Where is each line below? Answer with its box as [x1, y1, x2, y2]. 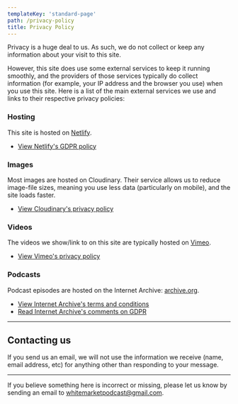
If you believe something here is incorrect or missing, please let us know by [7, 381, 228, 390]
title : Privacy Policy [7, 23, 74, 30]
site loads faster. [7, 191, 56, 199]
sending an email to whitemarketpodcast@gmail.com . [7, 388, 164, 397]
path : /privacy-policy [7, 17, 74, 24]
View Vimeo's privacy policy [17, 252, 101, 261]
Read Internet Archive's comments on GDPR [17, 307, 147, 315]
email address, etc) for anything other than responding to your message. [7, 361, 220, 369]
